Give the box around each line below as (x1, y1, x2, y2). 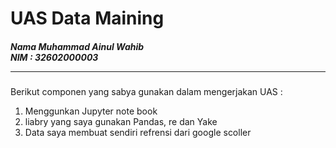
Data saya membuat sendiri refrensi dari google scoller (24, 127, 252, 139)
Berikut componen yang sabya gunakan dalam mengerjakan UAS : (10, 86, 283, 98)
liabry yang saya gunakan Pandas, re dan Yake (24, 116, 218, 128)
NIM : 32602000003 (10, 51, 99, 63)
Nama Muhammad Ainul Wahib (10, 40, 145, 52)
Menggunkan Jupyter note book (24, 105, 158, 117)
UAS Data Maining (10, 7, 165, 30)
